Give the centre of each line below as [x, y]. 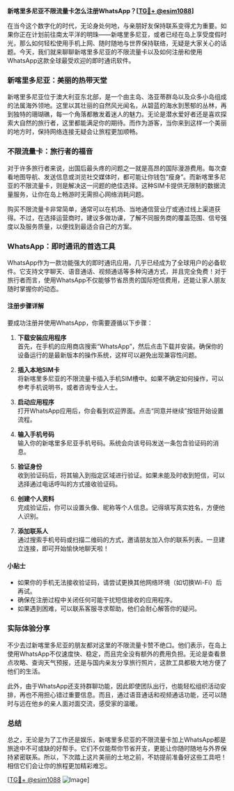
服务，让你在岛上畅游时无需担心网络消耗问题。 [80, 194]
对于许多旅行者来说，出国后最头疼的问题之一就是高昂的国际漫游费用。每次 [114, 168]
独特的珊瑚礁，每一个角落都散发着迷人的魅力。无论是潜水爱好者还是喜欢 [117, 114]
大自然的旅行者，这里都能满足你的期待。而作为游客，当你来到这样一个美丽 [120, 123]
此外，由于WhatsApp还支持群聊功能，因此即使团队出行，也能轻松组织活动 [114, 686]
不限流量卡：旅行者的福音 [50, 151]
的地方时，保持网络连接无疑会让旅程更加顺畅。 [74, 132]
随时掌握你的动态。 [35, 289]
